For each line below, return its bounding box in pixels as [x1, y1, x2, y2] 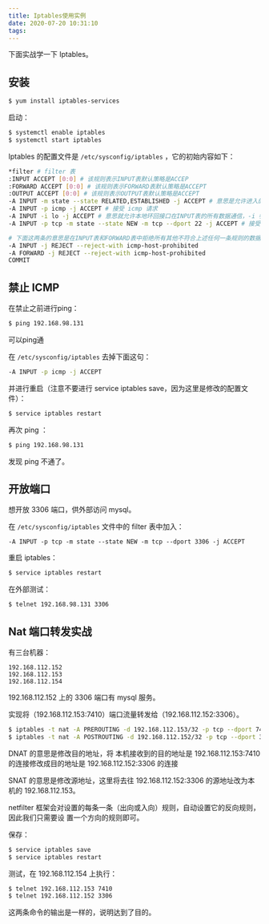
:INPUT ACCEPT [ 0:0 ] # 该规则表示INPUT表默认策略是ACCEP [8, 175, 189, 183]
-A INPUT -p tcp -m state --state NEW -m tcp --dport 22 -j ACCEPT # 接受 [8, 220, 261, 228]
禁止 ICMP [8, 280, 60, 294]
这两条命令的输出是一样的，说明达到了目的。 [8, 907, 156, 918]
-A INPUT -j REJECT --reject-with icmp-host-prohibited [8, 241, 199, 249]
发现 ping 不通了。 [8, 456, 70, 466]
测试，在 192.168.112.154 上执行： [8, 869, 118, 878]
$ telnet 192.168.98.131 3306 [8, 600, 110, 609]
